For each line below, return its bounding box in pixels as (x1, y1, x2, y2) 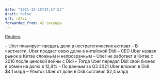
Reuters (5, 34, 21, 39)
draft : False (5, 12, 32, 16)
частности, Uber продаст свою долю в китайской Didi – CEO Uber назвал (5, 48, 157, 54)
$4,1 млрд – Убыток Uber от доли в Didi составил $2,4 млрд (5, 68, 129, 75)
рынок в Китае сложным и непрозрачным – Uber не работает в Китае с (5, 53, 154, 59)
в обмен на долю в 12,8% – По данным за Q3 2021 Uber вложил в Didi (5, 64, 149, 69)
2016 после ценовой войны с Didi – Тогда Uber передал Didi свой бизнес (5, 58, 156, 64)
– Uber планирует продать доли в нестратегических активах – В (5, 43, 138, 49)
